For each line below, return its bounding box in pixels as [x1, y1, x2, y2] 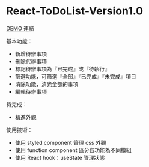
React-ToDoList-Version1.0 [6, 4, 143, 18]
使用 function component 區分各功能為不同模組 [14, 146, 132, 154]
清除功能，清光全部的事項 [14, 80, 79, 88]
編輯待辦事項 [14, 88, 47, 95]
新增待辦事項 [14, 50, 47, 58]
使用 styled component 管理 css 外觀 [14, 139, 106, 146]
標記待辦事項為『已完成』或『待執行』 [14, 65, 110, 73]
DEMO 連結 [6, 25, 34, 32]
